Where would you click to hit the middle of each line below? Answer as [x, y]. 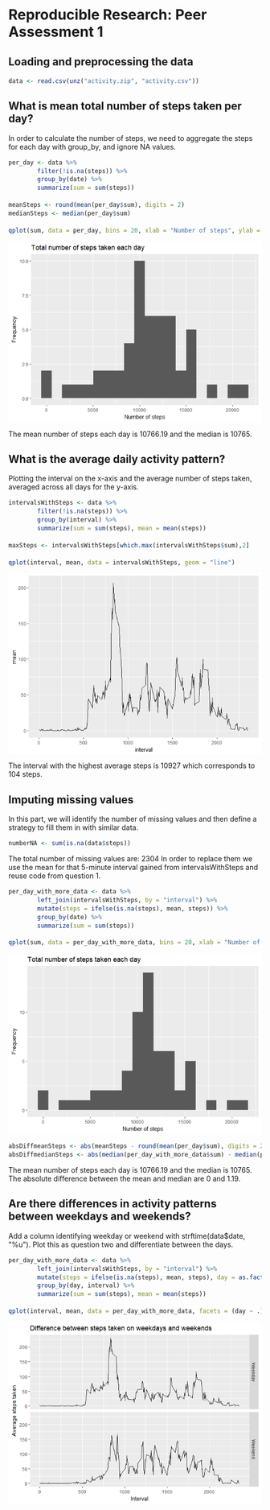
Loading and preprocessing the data [101, 62]
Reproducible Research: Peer [108, 15]
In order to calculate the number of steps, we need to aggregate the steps [131, 138]
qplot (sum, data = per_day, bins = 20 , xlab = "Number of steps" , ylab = [135, 230]
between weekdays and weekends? [100, 1217]
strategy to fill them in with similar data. [74, 827]
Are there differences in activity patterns [112, 1204]
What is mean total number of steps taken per [125, 106]
